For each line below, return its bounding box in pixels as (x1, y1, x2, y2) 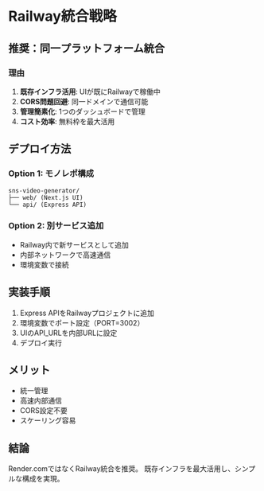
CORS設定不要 (19, 406, 68, 415)
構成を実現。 (21, 474, 64, 484)
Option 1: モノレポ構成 (8, 168, 94, 179)
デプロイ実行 (19, 337, 62, 347)
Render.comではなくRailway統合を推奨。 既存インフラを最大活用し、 (8, 464, 235, 473)
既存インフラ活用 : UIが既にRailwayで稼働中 (19, 87, 161, 96)
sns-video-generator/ (8, 186, 80, 195)
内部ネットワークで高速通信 (19, 250, 111, 259)
